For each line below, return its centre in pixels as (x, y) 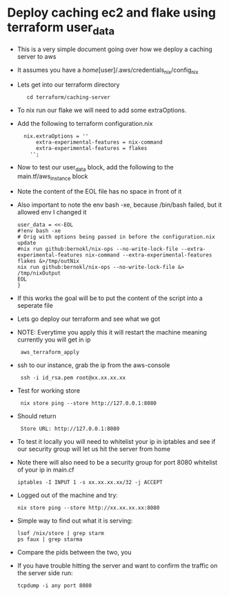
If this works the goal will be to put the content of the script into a (110, 298)
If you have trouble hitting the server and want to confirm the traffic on (117, 566)
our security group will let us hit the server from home (94, 449)
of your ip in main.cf (46, 469)
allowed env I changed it (52, 212)
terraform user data (61, 28)
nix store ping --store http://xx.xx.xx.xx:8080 (88, 507)
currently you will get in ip (54, 339)
